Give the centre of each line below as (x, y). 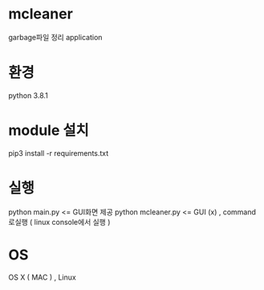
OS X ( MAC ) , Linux (42, 277)
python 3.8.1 (28, 95)
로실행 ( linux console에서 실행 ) (59, 222)
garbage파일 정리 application (55, 37)
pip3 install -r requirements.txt (59, 153)
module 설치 (49, 131)
